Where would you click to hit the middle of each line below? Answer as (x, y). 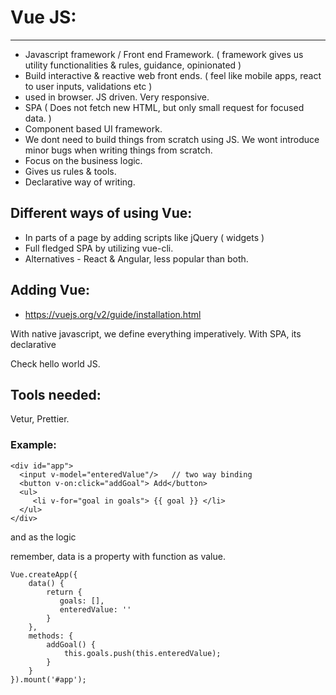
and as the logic (43, 537)
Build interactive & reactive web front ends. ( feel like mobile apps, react (173, 75)
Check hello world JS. (55, 363)
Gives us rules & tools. (70, 171)
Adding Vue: (50, 290)
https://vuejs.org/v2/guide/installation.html (113, 314)
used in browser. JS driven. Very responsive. (117, 97)
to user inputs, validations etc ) (88, 86)
